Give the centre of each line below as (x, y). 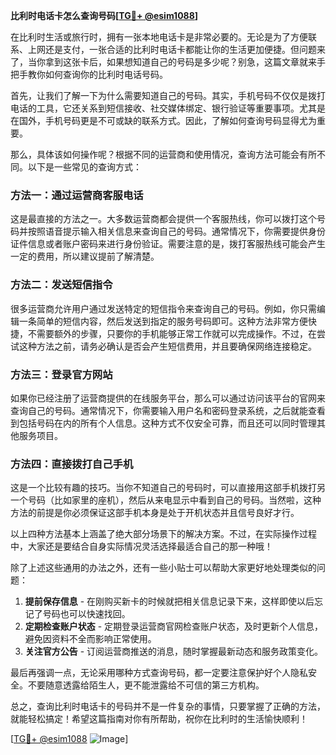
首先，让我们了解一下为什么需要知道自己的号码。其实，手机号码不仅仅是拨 (163, 95)
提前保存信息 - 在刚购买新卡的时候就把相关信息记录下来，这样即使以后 (169, 601)
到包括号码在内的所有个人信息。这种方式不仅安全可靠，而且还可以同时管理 (163, 423)
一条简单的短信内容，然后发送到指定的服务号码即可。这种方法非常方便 (163, 321)
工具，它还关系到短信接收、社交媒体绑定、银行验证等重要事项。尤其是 (181, 108)
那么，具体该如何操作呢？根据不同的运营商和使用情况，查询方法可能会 (155, 154)
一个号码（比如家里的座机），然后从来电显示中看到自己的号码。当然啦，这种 (166, 500)
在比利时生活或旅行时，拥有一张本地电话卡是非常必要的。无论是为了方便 (159, 37)
